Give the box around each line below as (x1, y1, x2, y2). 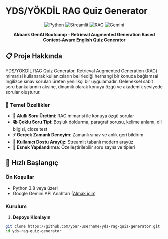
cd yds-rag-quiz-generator (5, 228, 62, 233)
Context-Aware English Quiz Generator (43, 37, 126, 43)
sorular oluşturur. (5, 89, 41, 95)
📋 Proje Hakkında (5, 52, 63, 60)
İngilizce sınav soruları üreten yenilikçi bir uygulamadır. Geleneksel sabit (5, 78, 154, 84)
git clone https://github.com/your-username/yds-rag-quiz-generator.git (5, 224, 160, 229)
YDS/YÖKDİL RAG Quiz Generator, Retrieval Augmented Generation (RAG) (5, 68, 158, 74)
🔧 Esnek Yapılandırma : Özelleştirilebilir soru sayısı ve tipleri (12, 144, 135, 150)
